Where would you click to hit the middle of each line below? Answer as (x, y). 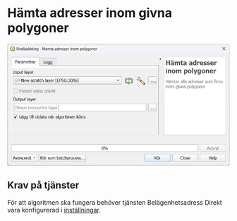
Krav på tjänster (43, 185)
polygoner (38, 28)
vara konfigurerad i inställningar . (54, 210)
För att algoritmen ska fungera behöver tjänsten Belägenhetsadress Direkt (115, 202)
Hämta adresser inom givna (90, 13)
